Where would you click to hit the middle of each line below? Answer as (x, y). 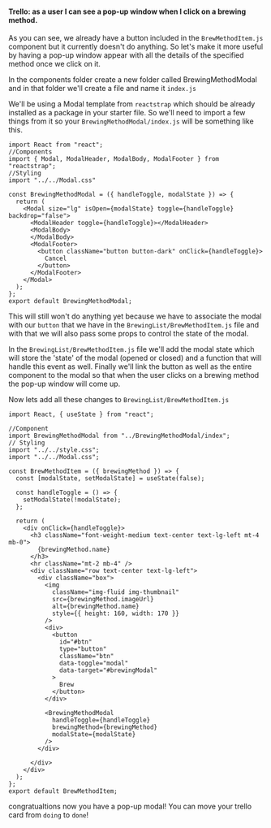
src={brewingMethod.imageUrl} (103, 600)
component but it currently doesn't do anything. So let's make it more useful (136, 47)
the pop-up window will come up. (65, 384)
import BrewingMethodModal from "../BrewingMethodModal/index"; (119, 436)
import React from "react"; (56, 145)
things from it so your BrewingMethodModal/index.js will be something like (131, 121)
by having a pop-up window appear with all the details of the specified (127, 55)
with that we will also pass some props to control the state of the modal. (129, 334)
